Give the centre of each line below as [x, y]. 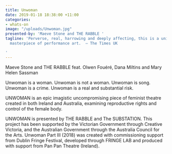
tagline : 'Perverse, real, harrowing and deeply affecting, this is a [82, 39]
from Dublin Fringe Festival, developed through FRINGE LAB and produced [84, 140]
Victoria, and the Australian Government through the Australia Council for [82, 129]
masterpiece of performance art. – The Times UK [64, 43]
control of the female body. [34, 108]
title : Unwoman [21, 10]
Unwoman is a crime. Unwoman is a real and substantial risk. [70, 88]
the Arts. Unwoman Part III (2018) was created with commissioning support [84, 135]
